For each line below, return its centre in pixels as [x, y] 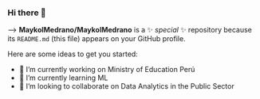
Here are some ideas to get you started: [73, 54]
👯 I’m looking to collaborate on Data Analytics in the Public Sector [126, 86]
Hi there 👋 [27, 13]
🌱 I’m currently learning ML [63, 78]
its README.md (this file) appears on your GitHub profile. [97, 39]
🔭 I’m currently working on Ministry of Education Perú [107, 70]
